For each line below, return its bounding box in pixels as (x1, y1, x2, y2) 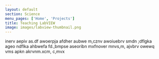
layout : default (5, 7, 38, 12)
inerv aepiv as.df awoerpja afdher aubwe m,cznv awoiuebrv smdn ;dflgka (5, 38, 152, 44)
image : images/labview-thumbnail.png (5, 25, 81, 30)
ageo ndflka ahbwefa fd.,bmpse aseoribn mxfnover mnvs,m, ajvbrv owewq (5, 44, 155, 49)
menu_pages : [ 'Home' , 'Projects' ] (5, 16, 75, 21)
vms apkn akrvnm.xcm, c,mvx (5, 49, 65, 55)
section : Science (5, 12, 40, 16)
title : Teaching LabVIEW (5, 20, 55, 26)
